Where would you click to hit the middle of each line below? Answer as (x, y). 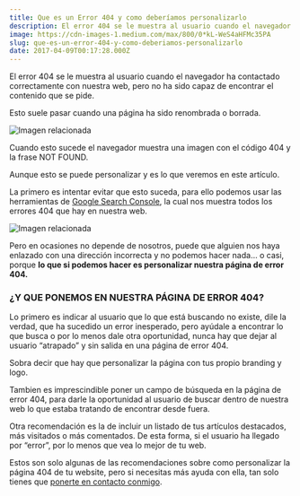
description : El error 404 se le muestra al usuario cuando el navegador (150, 26)
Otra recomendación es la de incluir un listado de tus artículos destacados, (148, 426)
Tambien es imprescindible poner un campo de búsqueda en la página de (145, 390)
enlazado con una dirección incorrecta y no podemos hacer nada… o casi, (147, 256)
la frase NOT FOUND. (49, 157)
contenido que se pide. (52, 96)
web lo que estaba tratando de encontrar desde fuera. (110, 409)
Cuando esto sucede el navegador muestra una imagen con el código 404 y (150, 148)
